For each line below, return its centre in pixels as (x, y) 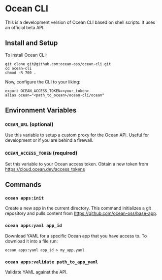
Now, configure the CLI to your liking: (43, 81)
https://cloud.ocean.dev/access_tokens (45, 169)
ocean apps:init (25, 198)
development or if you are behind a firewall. (49, 140)
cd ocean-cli (18, 68)
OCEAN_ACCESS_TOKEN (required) (41, 153)
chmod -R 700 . (21, 73)
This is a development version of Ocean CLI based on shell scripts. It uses (80, 22)
